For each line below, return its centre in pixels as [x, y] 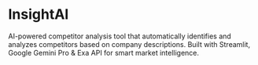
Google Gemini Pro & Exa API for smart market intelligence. [103, 52]
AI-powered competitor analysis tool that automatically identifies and [120, 36]
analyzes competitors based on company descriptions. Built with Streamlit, [129, 44]
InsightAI [39, 14]
